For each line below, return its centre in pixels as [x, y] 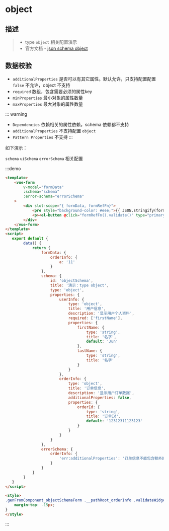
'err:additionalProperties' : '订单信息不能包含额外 [111, 459]
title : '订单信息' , [87, 389]
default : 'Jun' [102, 342]
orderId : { [89, 407]
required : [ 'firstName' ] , [95, 318]
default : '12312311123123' [114, 421]
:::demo [13, 168]
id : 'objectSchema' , [72, 281]
